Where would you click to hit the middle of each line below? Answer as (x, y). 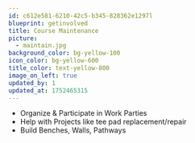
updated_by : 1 (32, 83)
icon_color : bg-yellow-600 (54, 61)
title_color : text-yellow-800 (59, 68)
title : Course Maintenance (54, 31)
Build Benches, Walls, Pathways (73, 130)
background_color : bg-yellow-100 (64, 53)
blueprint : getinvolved (48, 23)
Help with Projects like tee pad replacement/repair (103, 122)
